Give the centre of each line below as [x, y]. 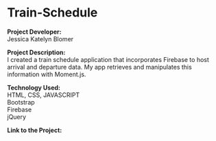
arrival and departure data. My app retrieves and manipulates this [99, 67]
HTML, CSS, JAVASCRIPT [44, 95]
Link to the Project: [35, 130]
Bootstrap [21, 102]
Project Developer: [34, 32]
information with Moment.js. [47, 74]
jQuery [16, 117]
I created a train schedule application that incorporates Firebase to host [108, 59]
